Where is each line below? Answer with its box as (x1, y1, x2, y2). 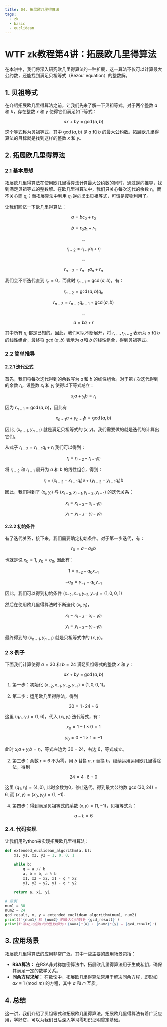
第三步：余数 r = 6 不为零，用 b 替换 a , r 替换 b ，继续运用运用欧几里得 (12, 757, 157, 764)
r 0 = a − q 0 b (71, 545, 96, 553)
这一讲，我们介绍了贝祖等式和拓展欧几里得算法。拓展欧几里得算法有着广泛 (5, 1010, 158, 1016)
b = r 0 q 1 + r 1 (71, 225, 96, 232)
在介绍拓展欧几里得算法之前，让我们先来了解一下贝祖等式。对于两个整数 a (5, 103, 158, 108)
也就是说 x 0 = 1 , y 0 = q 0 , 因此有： (5, 557, 75, 564)
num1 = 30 (5, 903, 26, 908)
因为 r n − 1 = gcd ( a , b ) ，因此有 (5, 404, 67, 411)
